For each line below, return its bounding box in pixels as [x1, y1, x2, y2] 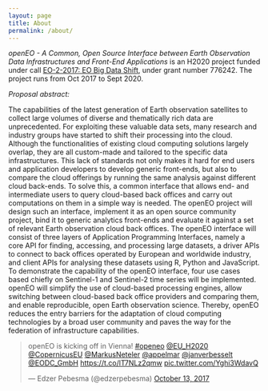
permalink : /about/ [8, 26, 74, 34]
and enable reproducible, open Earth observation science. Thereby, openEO [8, 301, 259, 310]
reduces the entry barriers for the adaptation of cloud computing [8, 309, 222, 318]
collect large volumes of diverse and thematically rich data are [8, 114, 214, 123]
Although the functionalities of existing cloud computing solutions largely [8, 139, 250, 149]
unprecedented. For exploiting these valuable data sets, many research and [8, 122, 258, 132]
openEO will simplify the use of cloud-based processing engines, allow [8, 283, 242, 293]
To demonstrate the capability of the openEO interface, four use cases [8, 266, 241, 276]
